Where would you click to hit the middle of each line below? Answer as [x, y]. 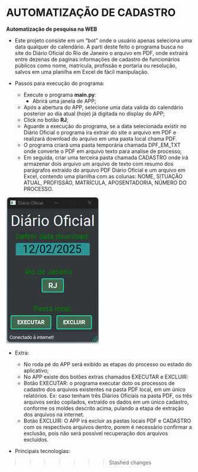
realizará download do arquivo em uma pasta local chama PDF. [100, 138]
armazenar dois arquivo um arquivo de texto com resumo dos [98, 164]
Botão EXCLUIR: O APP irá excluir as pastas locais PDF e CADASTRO [107, 421]
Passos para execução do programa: [59, 83]
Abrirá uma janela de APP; [64, 101]
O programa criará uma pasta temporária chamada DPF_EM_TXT [102, 145]
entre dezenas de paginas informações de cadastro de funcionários [97, 59]
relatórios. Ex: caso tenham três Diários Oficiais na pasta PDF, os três [108, 395]
